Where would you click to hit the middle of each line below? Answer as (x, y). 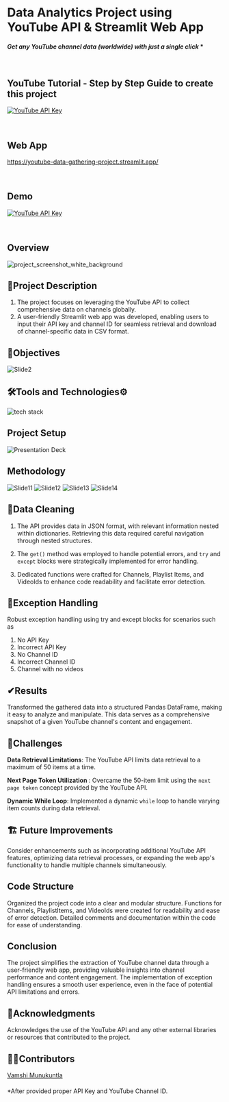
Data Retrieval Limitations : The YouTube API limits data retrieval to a (104, 760)
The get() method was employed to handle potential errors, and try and (119, 553)
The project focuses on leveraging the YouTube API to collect (103, 302)
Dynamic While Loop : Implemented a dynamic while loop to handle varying (113, 801)
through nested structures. (55, 540)
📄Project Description (52, 286)
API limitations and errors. (43, 992)
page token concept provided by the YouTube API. (78, 787)
